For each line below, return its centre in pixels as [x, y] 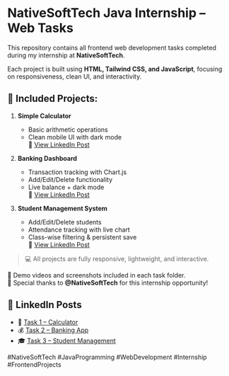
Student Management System [63, 208]
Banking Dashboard [47, 158]
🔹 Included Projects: [53, 99]
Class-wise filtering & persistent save [82, 237]
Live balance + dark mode [66, 187]
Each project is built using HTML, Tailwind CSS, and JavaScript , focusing [115, 69]
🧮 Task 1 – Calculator [48, 322]
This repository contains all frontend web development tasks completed [112, 47]
